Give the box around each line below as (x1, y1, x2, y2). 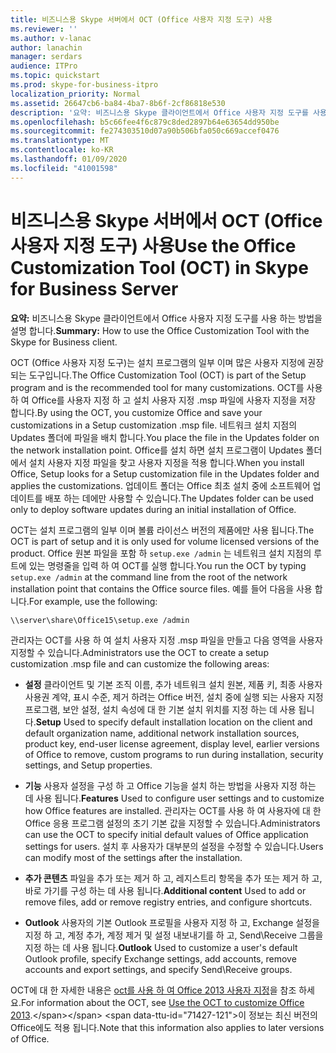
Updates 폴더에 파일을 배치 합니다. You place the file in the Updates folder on (10, 431, 320, 443)
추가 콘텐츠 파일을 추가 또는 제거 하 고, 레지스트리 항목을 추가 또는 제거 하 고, (24, 872, 323, 884)
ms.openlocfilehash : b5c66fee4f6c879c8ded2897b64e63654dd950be (10, 117, 280, 127)
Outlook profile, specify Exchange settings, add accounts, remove (24, 952, 297, 965)
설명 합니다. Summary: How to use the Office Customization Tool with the (10, 324, 310, 336)
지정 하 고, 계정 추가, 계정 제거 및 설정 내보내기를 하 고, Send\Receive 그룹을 (24, 929, 324, 941)
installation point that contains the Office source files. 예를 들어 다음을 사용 (10, 582, 313, 595)
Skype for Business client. (10, 336, 118, 348)
